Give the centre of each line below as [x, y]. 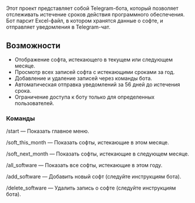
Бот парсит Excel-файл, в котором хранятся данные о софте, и [85, 21]
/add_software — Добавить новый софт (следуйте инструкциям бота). [94, 177]
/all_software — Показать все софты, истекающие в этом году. [84, 165]
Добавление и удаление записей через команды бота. [83, 78]
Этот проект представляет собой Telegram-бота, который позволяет [93, 8]
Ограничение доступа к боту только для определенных [85, 97]
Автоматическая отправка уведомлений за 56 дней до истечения [97, 84]
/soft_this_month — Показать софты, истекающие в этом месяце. [88, 143]
